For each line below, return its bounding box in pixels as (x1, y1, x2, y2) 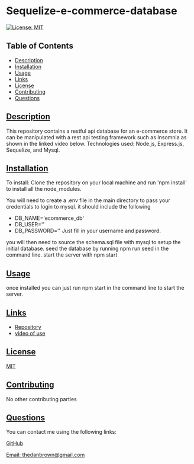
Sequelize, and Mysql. (6, 146, 60, 153)
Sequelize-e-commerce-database (6, 4, 177, 18)
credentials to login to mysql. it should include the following (6, 203, 151, 210)
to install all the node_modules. (6, 185, 82, 193)
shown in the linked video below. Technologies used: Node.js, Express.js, (6, 140, 185, 147)
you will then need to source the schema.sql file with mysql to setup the (6, 239, 181, 246)
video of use (14, 330, 46, 337)
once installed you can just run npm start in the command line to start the (6, 284, 185, 292)
